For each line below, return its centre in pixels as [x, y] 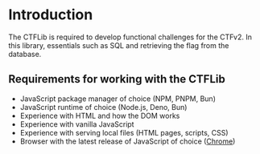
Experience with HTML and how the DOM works [100, 115]
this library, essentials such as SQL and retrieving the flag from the [119, 45]
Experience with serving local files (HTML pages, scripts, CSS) [124, 132]
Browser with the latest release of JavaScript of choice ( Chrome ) [128, 141]
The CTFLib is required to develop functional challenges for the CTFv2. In [130, 37]
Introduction [51, 15]
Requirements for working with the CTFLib [117, 79]
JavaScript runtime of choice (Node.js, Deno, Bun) [103, 107]
